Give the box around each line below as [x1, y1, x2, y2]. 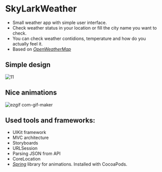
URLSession [12, 145, 38, 151]
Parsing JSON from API [12, 150, 61, 156]
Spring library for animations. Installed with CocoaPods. [12, 161, 127, 167]
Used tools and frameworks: [5, 116, 95, 124]
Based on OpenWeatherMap [12, 46, 71, 52]
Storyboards [12, 140, 38, 146]
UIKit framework [12, 129, 46, 135]
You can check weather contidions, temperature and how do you [12, 35, 146, 41]
